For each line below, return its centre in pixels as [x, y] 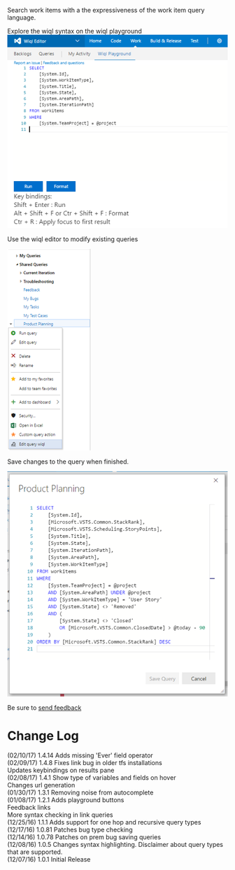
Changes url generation [41, 785]
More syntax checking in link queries [60, 815]
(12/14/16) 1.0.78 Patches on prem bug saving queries [84, 837]
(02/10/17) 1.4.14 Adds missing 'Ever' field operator [80, 755]
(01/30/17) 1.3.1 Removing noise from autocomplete [80, 792]
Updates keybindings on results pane [61, 770]
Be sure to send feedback [44, 708]
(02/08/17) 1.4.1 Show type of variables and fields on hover [92, 778]
